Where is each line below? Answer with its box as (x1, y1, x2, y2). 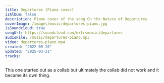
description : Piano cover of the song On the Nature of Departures (5, 16, 148, 21)
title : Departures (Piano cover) (5, 7, 74, 12)
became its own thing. (5, 73, 51, 79)
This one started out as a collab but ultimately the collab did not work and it (5, 67, 159, 73)
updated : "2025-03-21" (5, 49, 52, 54)
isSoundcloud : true (5, 26, 46, 31)
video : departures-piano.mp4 (5, 40, 65, 45)
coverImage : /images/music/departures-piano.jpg (5, 21, 108, 26)
